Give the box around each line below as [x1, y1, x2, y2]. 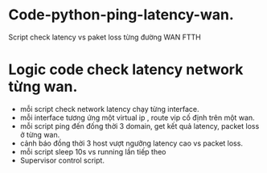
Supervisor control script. [19, 155, 105, 165]
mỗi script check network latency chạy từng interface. [19, 104, 199, 113]
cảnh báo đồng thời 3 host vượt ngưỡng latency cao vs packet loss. [19, 138, 244, 148]
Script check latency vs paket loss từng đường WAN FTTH [8, 32, 201, 42]
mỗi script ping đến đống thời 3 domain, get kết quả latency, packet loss [19, 121, 260, 130]
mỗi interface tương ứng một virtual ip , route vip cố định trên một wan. [19, 113, 255, 122]
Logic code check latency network [8, 60, 244, 79]
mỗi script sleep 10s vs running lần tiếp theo [19, 146, 166, 156]
